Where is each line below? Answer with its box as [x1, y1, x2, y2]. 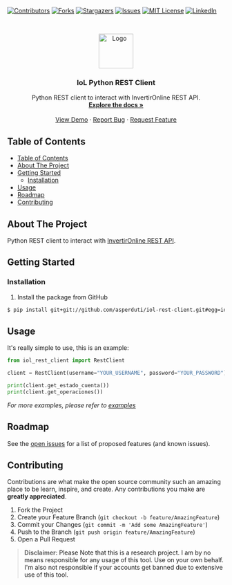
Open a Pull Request [17, 535, 76, 544]
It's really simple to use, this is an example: [7, 344, 129, 352]
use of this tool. [23, 570, 69, 579]
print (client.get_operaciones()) [7, 388, 104, 396]
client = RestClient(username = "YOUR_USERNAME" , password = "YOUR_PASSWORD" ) [7, 370, 227, 377]
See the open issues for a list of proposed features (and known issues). [7, 439, 211, 447]
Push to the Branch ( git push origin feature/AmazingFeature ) [17, 528, 195, 536]
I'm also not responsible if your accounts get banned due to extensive [23, 564, 223, 572]
